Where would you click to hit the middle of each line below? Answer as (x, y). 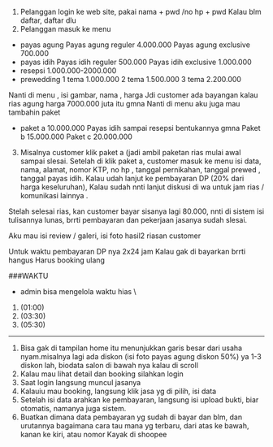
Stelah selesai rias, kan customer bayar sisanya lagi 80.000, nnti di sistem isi (136, 211)
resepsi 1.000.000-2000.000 (68, 71)
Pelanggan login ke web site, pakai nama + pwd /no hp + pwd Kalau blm (141, 12)
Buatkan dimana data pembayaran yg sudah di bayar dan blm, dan (131, 417)
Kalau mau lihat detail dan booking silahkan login (102, 374)
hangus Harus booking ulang (57, 260)
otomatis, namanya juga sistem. (73, 408)
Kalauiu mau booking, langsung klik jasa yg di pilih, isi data (118, 391)
